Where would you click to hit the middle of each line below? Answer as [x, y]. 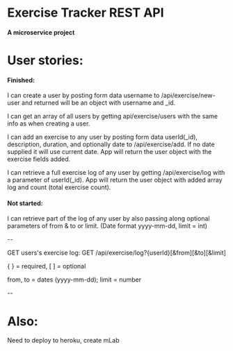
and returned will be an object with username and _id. [99, 103]
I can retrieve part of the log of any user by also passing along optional [109, 219]
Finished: [21, 80]
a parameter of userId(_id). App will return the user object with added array [115, 180]
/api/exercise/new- [188, 96]
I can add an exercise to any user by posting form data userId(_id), [103, 137]
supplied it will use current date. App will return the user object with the [110, 152]
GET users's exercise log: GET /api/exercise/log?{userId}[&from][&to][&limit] [116, 253]
